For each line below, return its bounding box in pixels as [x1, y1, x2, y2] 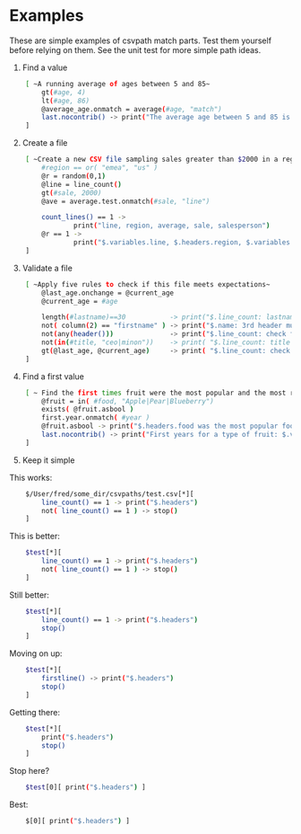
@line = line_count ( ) [41, 180, 123, 189]
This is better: [9, 531, 60, 542]
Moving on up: [9, 648, 63, 659]
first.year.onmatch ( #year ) [41, 413, 150, 422]
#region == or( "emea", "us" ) [41, 164, 159, 173]
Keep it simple [21, 455, 75, 466]
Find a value [21, 62, 68, 73]
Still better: [9, 590, 49, 600]
